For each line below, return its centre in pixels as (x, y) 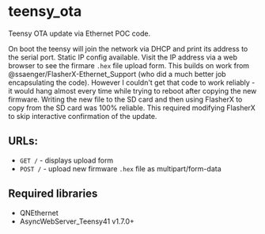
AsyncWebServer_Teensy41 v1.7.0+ (77, 221)
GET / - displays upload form (66, 160)
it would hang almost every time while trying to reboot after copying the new (132, 90)
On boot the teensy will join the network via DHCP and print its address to (128, 48)
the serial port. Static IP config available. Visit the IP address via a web (123, 57)
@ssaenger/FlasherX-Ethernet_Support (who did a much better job (117, 74)
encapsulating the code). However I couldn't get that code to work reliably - (132, 82)
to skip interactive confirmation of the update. (83, 116)
